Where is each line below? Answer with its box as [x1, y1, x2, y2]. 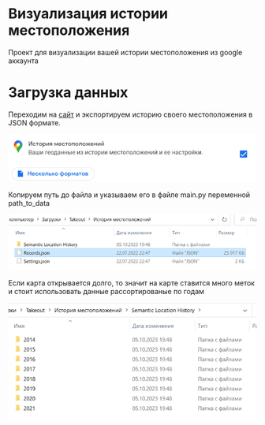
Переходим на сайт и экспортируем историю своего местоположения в [8, 110, 253, 119]
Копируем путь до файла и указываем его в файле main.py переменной [8, 190, 251, 199]
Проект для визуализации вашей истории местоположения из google [8, 47, 243, 57]
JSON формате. [8, 117, 61, 127]
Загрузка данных [8, 84, 129, 102]
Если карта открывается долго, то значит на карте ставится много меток [8, 278, 255, 288]
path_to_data [8, 199, 50, 208]
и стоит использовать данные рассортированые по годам [8, 286, 205, 296]
